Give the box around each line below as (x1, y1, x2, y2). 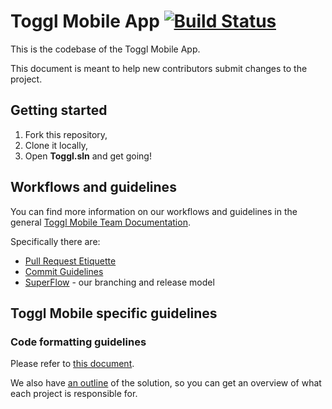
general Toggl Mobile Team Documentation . (10, 216, 191, 228)
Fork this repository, (24, 128, 108, 140)
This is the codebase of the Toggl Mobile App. (10, 43, 201, 55)
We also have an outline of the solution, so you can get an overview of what (10, 377, 322, 389)
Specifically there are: (10, 235, 101, 247)
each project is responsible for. (10, 388, 138, 400)
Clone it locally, (24, 139, 89, 151)
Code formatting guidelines (10, 335, 147, 349)
